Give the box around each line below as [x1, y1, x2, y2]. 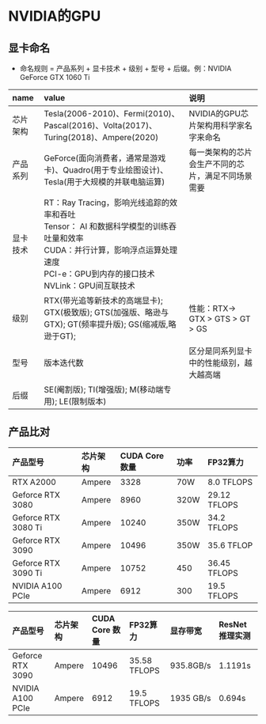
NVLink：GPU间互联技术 [43, 280, 136, 291]
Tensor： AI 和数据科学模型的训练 [43, 221, 169, 232]
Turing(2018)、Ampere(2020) [43, 132, 159, 142]
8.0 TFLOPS [207, 476, 253, 487]
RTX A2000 [12, 476, 57, 487]
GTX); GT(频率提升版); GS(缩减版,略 [43, 319, 177, 329]
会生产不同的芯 [188, 159, 245, 169]
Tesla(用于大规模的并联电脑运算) [43, 176, 165, 187]
